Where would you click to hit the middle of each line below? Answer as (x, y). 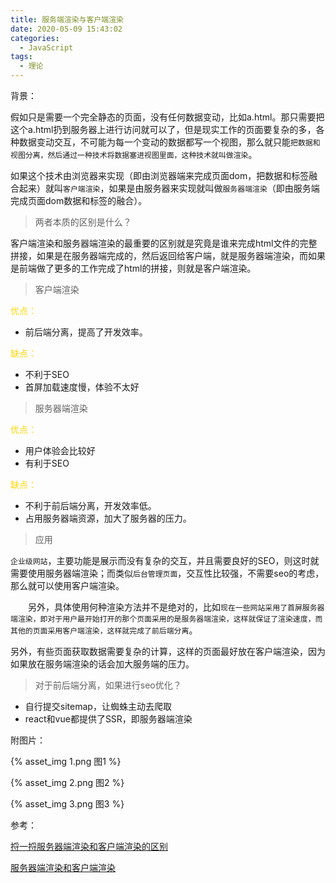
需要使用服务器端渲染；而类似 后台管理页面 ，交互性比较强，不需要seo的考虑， (167, 573)
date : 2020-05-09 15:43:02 (66, 29)
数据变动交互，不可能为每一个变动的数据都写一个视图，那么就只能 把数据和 (169, 142)
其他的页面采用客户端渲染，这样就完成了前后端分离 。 (104, 630)
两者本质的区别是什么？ (83, 222)
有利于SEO (47, 463)
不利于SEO (47, 374)
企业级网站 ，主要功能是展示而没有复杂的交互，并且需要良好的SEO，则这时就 (165, 560)
